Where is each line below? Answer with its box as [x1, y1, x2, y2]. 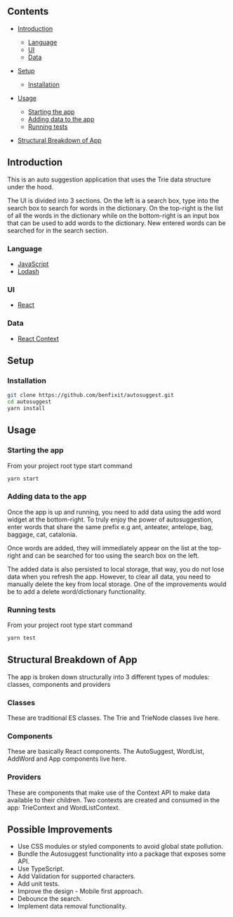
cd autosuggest [7, 398, 52, 405]
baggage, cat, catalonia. [7, 530, 77, 538]
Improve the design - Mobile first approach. [17, 887, 144, 896]
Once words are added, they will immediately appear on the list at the [7, 543, 208, 552]
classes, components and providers [7, 680, 111, 688]
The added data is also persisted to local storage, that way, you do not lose [7, 564, 225, 573]
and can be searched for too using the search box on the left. [22, 551, 200, 559]
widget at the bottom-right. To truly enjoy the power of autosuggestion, [7, 515, 213, 524]
